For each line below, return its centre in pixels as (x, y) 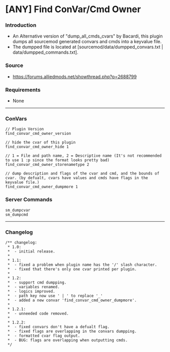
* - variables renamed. (33, 287)
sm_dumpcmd (17, 215)
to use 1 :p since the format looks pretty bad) (57, 160)
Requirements (23, 90)
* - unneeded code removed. (38, 313)
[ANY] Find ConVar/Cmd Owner (73, 9)
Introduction (21, 25)
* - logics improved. (31, 291)
